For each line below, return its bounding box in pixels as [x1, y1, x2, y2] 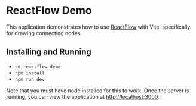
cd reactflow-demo [14, 64, 61, 70]
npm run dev [14, 76, 45, 82]
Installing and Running [6, 47, 91, 57]
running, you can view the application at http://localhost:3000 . [6, 93, 160, 100]
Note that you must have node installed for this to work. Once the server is [6, 87, 189, 94]
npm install [14, 70, 45, 76]
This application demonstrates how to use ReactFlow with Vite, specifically [6, 23, 191, 30]
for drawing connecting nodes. [6, 29, 82, 36]
